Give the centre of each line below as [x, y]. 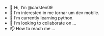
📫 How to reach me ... [32, 28]
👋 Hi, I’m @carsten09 [31, 8]
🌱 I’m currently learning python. [41, 18]
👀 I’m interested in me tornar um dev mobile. [54, 13]
